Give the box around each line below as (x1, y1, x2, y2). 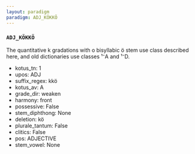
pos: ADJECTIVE (14, 135, 57, 142)
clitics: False (14, 128, 46, 135)
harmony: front (14, 96, 52, 103)
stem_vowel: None (14, 141, 61, 148)
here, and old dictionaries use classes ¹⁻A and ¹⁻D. (6, 52, 130, 60)
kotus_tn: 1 (14, 64, 41, 72)
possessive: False (14, 103, 59, 110)
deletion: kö (14, 115, 44, 123)
